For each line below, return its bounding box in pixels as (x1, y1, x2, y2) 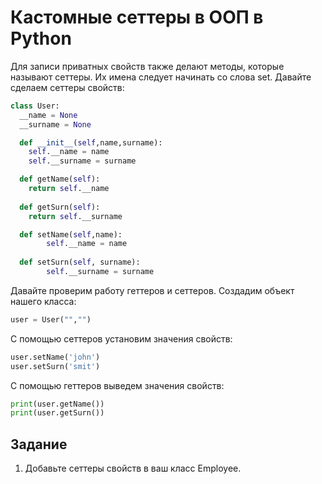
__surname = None (19, 119, 92, 130)
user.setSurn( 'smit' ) (10, 361, 101, 371)
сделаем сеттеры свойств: (10, 81, 125, 93)
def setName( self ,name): (19, 229, 123, 240)
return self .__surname (28, 211, 123, 221)
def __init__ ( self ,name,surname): (19, 137, 163, 148)
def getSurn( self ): (19, 202, 101, 212)
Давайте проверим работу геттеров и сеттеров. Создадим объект (10, 284, 295, 296)
